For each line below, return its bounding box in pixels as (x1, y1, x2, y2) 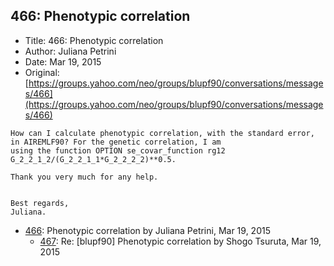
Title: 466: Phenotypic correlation (24, 34, 164, 46)
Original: (24, 66, 60, 78)
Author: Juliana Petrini (24, 45, 117, 57)
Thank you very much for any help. (10, 172, 159, 182)
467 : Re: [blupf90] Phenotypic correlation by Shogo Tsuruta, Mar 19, (39, 235, 322, 247)
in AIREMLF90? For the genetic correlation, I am (10, 137, 222, 147)
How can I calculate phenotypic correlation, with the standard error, (10, 128, 315, 138)
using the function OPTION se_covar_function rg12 (10, 145, 226, 156)
